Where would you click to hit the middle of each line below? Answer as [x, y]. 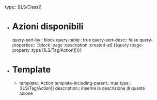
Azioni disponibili [48, 27]
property [21, 50]
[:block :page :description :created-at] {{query [83, 45]
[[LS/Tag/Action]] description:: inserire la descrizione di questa [82, 88]
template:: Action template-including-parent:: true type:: [75, 83]
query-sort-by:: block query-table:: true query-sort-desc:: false [75, 40]
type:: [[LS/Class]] [24, 7]
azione [26, 93]
